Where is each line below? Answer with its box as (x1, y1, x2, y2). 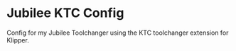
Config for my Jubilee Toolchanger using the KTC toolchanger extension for (6, 28, 229, 37)
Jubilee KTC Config (6, 5, 124, 21)
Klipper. (6, 35, 29, 44)
